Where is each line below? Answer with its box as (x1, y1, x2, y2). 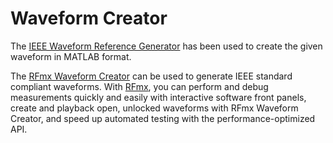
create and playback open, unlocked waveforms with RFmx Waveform (10, 102, 299, 114)
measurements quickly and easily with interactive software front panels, (10, 91, 307, 103)
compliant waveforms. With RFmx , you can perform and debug (10, 80, 269, 92)
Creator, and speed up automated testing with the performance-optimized (10, 112, 316, 124)
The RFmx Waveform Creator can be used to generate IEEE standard (10, 70, 293, 82)
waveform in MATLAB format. (10, 50, 132, 62)
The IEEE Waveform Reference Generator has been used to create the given (10, 40, 323, 52)
